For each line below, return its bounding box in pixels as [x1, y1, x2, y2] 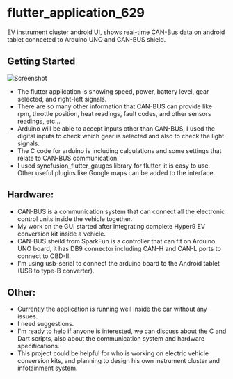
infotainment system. [17, 364, 78, 373]
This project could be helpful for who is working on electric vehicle [17, 349, 209, 357]
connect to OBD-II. [17, 252, 72, 260]
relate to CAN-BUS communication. [17, 154, 120, 162]
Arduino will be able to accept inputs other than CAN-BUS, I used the [17, 124, 216, 133]
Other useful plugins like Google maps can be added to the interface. [17, 168, 216, 177]
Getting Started [7, 56, 76, 67]
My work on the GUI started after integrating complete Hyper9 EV [17, 222, 206, 230]
